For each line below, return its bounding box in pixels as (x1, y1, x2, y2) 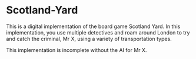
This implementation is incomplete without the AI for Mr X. (6, 46, 147, 53)
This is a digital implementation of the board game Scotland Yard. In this (6, 23, 181, 30)
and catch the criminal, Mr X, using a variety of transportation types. (6, 35, 172, 42)
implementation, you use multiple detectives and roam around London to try (6, 29, 190, 36)
